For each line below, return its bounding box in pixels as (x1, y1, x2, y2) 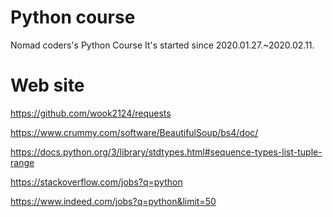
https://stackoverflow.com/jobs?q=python (10, 176, 183, 188)
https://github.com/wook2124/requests (10, 107, 172, 119)
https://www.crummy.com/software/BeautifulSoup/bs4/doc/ (10, 126, 259, 138)
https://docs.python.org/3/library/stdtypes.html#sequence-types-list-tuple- (10, 146, 323, 158)
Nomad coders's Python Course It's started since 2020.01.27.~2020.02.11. (10, 39, 315, 51)
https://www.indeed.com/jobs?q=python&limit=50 (10, 195, 217, 207)
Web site (10, 74, 85, 97)
